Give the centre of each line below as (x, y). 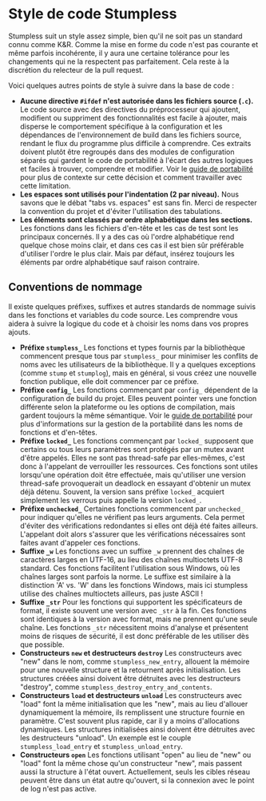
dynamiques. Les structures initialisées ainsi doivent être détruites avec (137, 729)
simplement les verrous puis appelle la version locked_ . (111, 500)
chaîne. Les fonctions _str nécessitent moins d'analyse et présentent (134, 627)
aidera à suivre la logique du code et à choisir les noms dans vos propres (129, 323)
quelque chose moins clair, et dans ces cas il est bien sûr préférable (132, 245)
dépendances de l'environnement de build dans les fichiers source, (131, 135)
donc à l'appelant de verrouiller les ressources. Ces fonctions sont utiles (139, 466)
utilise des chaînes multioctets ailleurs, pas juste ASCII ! (111, 593)
